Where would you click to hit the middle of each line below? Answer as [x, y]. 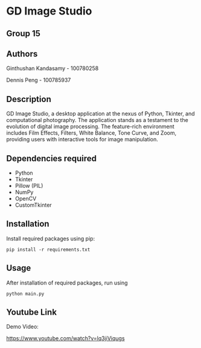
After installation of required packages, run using [67, 283]
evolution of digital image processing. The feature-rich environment [91, 127]
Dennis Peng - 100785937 [39, 80]
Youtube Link [32, 312]
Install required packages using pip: [51, 238]
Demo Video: [23, 327]
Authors [22, 53]
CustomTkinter [33, 205]
